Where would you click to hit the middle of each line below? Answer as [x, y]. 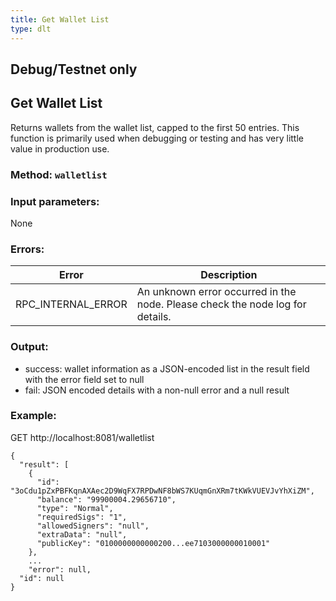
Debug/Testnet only [74, 69]
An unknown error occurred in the [216, 292]
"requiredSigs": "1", [82, 517]
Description [229, 275]
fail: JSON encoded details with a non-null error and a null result [157, 390]
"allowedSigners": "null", [93, 526]
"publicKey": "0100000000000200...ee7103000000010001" [153, 543]
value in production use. [60, 148]
